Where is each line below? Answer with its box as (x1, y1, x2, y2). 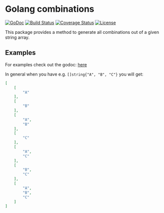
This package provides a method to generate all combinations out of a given (5, 29, 160, 35)
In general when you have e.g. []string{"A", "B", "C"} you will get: (5, 71, 144, 77)
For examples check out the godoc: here (5, 61, 87, 67)
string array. (5, 34, 30, 40)
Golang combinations (5, 3, 95, 15)
